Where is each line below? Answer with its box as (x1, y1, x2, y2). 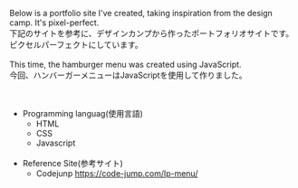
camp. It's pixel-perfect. (9, 17, 100, 28)
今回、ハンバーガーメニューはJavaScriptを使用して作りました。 (9, 70, 247, 80)
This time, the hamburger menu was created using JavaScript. (9, 59, 242, 70)
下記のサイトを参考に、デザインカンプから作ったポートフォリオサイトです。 (9, 28, 294, 39)
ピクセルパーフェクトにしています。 (9, 40, 143, 50)
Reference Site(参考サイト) (22, 158, 124, 168)
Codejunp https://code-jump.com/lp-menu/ (35, 168, 198, 179)
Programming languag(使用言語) (22, 108, 143, 118)
